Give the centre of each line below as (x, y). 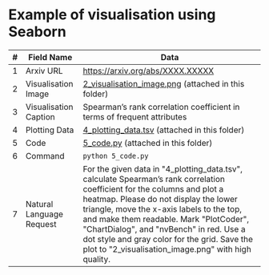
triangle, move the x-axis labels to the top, (163, 208)
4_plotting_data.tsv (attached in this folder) (164, 130)
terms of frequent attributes (135, 116)
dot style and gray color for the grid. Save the (168, 239)
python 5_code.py (116, 156)
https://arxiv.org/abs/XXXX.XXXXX (149, 71)
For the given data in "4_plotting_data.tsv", (163, 168)
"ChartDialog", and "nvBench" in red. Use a (164, 228)
